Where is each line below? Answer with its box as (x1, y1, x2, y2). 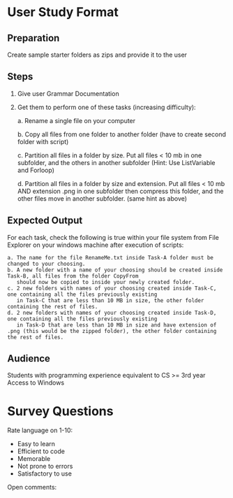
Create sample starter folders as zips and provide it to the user (7, 50, 187, 59)
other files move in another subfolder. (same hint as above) (17, 194, 187, 203)
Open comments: (7, 483, 57, 492)
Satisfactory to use (17, 469, 72, 478)
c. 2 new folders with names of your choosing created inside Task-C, (7, 285, 217, 292)
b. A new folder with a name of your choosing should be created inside (7, 266, 223, 273)
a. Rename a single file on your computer (17, 116, 136, 124)
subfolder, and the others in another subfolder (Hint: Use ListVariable (17, 158, 216, 166)
